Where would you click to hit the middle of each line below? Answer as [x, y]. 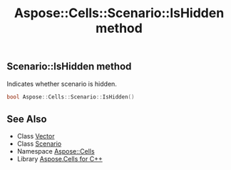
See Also [27, 119]
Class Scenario [39, 144]
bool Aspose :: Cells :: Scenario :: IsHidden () [71, 97]
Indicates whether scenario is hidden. [62, 84]
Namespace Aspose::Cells [56, 151]
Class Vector [36, 136]
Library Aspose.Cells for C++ [60, 159]
